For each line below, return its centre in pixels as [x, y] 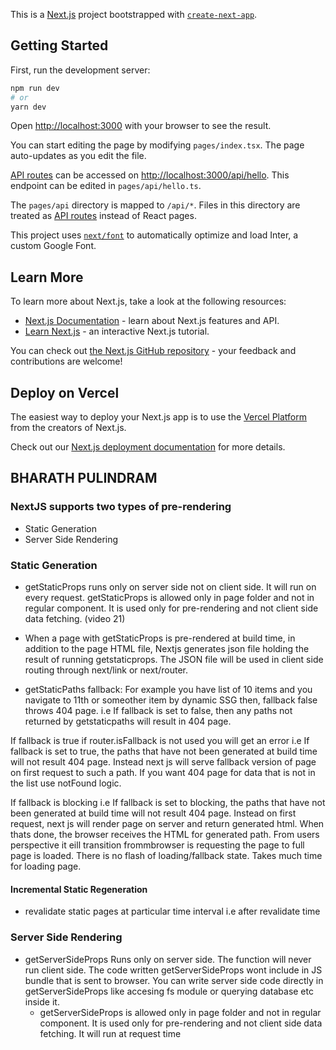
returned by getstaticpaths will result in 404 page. [128, 721]
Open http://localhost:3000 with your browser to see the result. [141, 126]
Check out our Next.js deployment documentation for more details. [148, 447]
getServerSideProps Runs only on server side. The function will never [168, 959]
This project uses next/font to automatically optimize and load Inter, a [154, 235]
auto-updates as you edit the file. [78, 156]
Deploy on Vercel [65, 392]
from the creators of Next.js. [68, 428]
